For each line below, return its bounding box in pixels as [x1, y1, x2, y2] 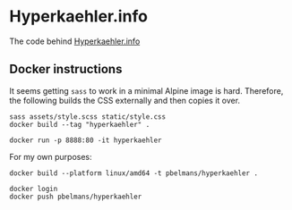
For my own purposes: [9, 151, 92, 162]
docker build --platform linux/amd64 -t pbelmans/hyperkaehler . [9, 168, 258, 178]
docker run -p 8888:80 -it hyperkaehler [9, 136, 163, 145]
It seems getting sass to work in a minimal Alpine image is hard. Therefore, [9, 85, 284, 96]
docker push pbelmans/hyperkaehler [9, 192, 142, 201]
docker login [9, 184, 58, 193]
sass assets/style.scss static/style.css [9, 112, 167, 122]
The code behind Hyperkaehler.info [9, 36, 141, 46]
